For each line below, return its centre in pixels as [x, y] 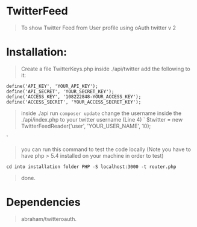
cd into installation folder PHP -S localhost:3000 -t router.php [91, 167]
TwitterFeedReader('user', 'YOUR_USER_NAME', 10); [86, 126]
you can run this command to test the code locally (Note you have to [106, 149]
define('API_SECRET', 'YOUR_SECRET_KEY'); [60, 92]
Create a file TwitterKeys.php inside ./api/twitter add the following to [106, 69]
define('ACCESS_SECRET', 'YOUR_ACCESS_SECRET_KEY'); [74, 102]
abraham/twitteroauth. [49, 219]
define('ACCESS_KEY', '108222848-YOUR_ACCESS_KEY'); [74, 97]
